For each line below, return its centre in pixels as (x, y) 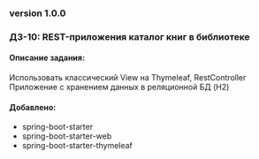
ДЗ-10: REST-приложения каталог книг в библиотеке (129, 36)
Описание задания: (47, 58)
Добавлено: (33, 107)
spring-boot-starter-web (67, 136)
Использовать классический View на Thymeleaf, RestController (128, 78)
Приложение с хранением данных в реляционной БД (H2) (119, 87)
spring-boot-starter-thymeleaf (77, 146)
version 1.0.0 (38, 13)
